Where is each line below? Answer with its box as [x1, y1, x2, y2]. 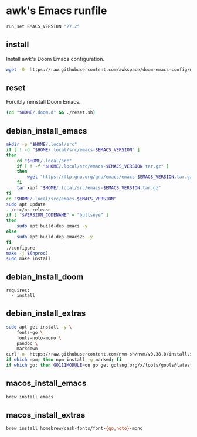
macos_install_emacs [6, 378, 87, 388]
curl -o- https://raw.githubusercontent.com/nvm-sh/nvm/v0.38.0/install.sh [6, 351, 195, 357]
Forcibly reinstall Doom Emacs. [6, 98, 81, 105]
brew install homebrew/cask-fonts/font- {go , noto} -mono [6, 426, 143, 432]
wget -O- [6, 66, 28, 73]
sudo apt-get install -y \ [6, 324, 72, 330]
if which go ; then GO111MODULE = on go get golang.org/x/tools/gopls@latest [6, 362, 193, 368]
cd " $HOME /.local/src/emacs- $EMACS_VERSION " [6, 196, 117, 202]
